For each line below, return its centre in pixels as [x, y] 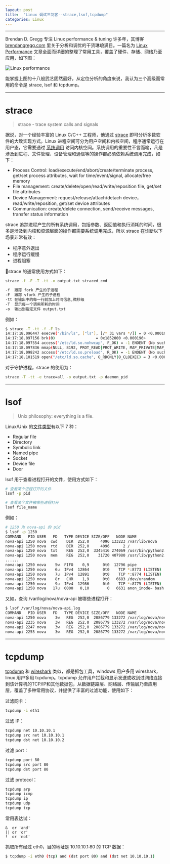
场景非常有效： [21, 237]
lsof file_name [21, 507]
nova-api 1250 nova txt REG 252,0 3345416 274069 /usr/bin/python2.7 [87, 551]
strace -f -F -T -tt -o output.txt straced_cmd [56, 281]
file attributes [26, 192]
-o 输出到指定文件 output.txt [35, 309]
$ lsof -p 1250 [21, 532]
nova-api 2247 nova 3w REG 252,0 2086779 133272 [65, 627]
